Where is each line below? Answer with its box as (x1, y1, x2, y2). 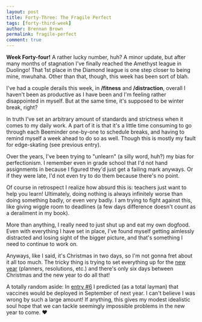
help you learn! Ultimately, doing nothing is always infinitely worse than (6, 190, 183, 197)
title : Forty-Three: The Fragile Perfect (6, 14, 112, 21)
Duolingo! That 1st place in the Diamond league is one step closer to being (6, 66, 191, 73)
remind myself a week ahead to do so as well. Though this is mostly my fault (6, 135, 196, 142)
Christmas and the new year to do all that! (6, 271, 110, 279)
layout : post (6, 8, 39, 15)
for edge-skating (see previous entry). (6, 141, 101, 148)
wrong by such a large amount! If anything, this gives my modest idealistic (6, 296, 191, 303)
